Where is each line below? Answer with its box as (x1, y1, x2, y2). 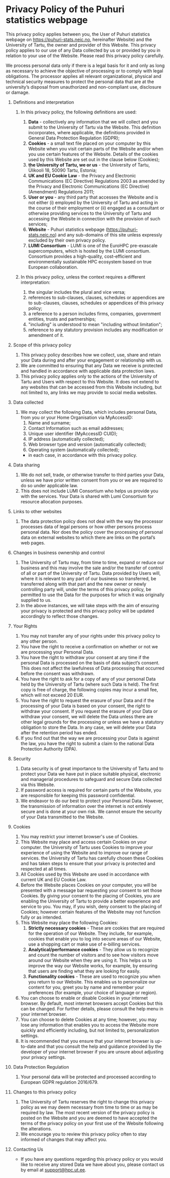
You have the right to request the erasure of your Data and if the (20, 697, 154, 703)
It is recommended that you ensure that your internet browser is (20, 1038, 154, 1044)
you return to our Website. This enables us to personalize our (28, 978, 156, 985)
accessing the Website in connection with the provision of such (28, 215, 161, 221)
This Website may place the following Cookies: (20, 919, 118, 925)
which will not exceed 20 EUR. (20, 692, 84, 698)
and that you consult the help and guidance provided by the (37, 1043, 162, 1049)
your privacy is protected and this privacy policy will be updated (20, 608, 154, 614)
